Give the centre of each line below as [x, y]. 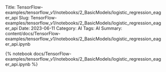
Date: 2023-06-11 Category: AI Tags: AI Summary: [70, 28]
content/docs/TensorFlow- [33, 34]
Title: [11, 7]
